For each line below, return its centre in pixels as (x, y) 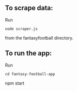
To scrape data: (29, 8)
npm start (15, 83)
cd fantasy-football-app (30, 74)
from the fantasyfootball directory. (39, 38)
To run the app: (28, 53)
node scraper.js (21, 29)
